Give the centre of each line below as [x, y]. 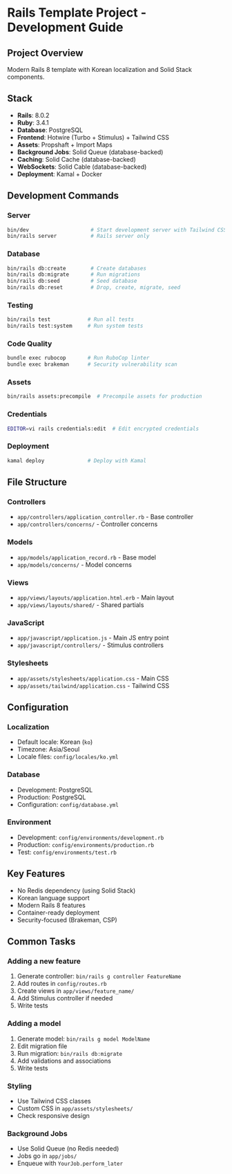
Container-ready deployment [58, 912]
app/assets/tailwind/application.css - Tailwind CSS [93, 685]
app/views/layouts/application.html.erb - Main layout [96, 597]
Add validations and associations [64, 1061]
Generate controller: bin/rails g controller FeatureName [99, 976]
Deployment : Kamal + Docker [59, 174]
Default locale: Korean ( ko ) [55, 742]
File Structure [37, 482]
